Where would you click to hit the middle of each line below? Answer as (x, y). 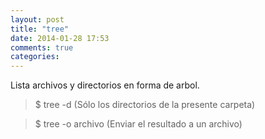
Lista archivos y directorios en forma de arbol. (105, 85)
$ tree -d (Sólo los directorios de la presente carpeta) (145, 105)
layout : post (37, 19)
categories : (35, 57)
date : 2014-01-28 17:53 (60, 38)
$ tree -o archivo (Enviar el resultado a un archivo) (138, 124)
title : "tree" (40, 29)
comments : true (42, 47)
